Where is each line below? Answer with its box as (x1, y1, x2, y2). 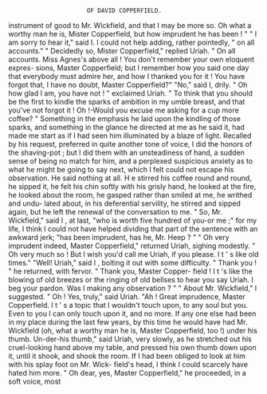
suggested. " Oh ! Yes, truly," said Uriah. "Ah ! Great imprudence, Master (8, 292, 245, 301)
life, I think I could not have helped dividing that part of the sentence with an (8, 224, 258, 234)
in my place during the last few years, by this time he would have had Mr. (8, 317, 248, 326)
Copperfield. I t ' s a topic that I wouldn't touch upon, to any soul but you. (8, 301, 249, 309)
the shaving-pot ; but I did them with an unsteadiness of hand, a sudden (8, 148, 245, 157)
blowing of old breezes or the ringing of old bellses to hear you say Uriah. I (8, 275, 253, 284)
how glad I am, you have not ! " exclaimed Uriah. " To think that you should (8, 89, 253, 98)
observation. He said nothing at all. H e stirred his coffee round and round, (8, 173, 253, 183)
